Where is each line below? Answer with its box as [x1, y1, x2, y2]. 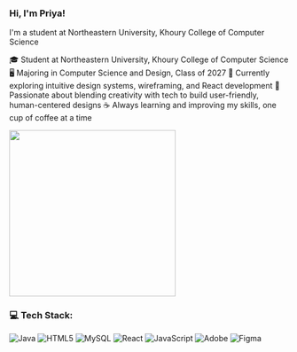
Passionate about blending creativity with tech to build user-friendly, [9, 90, 260, 100]
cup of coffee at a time [9, 113, 92, 123]
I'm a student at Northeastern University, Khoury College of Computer [9, 27, 265, 38]
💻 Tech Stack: [9, 309, 74, 322]
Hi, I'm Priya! [9, 7, 66, 20]
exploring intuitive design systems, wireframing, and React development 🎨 [9, 81, 281, 91]
